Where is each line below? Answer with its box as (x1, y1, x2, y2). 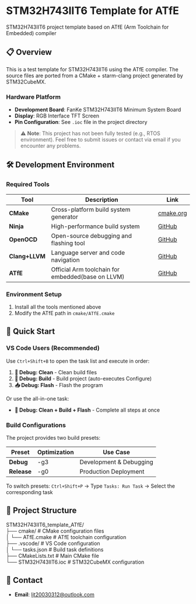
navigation (51, 256, 80, 264)
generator (51, 212, 79, 220)
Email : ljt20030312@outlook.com (14, 591, 95, 598)
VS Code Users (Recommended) (6, 344, 100, 352)
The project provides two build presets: (6, 434, 101, 441)
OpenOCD (9, 235, 38, 243)
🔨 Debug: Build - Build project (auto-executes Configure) (14, 375, 152, 382)
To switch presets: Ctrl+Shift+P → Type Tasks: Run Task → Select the (6, 482, 176, 489)
